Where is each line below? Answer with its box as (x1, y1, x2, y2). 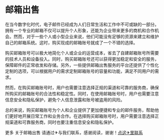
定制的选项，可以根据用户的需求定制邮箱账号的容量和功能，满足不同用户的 (5, 68, 155, 74)
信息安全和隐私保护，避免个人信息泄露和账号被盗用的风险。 (5, 97, 125, 103)
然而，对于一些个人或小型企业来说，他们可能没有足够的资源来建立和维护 (13, 34, 159, 39)
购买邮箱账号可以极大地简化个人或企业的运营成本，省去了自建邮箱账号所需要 (5, 50, 159, 56)
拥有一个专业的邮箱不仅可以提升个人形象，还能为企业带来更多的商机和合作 (5, 27, 155, 33)
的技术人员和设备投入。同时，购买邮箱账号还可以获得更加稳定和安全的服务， (5, 56, 159, 62)
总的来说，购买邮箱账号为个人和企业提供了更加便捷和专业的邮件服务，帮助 (5, 107, 155, 113)
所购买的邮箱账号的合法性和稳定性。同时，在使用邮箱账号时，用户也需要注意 (5, 90, 159, 96)
